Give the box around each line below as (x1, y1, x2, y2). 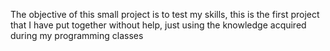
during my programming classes (10, 30, 144, 41)
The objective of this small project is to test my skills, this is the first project (10, 9, 320, 20)
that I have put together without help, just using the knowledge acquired (10, 19, 307, 31)
